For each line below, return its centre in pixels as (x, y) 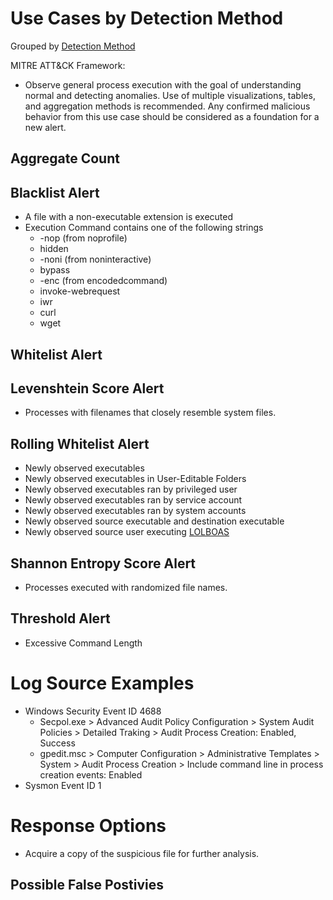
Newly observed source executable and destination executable (154, 521)
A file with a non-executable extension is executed (128, 217)
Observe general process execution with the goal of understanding (163, 84)
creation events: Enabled (91, 774)
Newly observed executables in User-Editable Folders (135, 479)
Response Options (88, 825)
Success (57, 743)
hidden (54, 249)
